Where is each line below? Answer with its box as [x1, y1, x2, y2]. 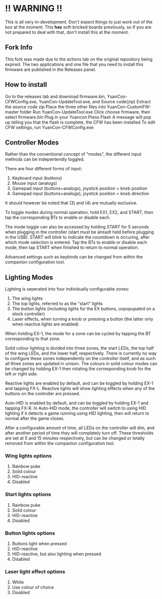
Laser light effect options [5, 568, 65, 575]
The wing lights [12, 295, 43, 301]
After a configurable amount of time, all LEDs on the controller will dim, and [5, 425, 155, 431]
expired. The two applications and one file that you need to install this [5, 61, 144, 67]
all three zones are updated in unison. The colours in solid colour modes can [5, 361, 158, 367]
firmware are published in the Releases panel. [5, 66, 96, 72]
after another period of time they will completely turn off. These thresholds [5, 430, 154, 436]
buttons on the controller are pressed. [5, 391, 81, 397]
